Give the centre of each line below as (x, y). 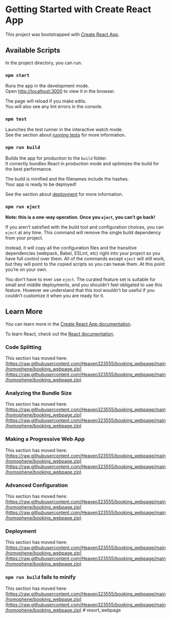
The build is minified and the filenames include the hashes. (67, 179)
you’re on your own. (26, 269)
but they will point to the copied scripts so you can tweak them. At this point (85, 264)
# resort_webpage (102, 610)
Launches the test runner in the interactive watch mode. (64, 130)
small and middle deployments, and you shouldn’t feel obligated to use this (84, 285)
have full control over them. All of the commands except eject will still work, (85, 258)
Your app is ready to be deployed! (41, 184)
